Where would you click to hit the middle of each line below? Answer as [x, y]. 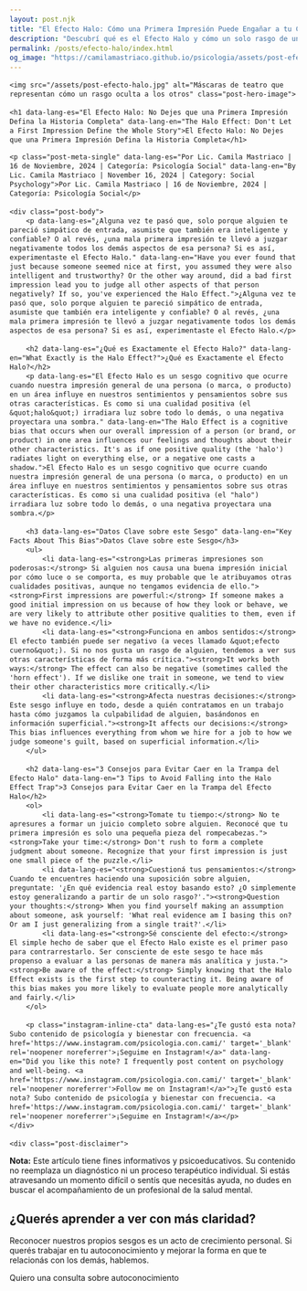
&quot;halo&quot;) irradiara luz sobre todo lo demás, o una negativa [147, 413]
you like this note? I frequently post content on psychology [163, 1062]
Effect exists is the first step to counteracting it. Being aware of [147, 979]
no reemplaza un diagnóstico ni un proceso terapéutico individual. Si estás [150, 1170]
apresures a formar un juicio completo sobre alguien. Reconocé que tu [148, 824]
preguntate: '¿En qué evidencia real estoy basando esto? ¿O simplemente [153, 888]
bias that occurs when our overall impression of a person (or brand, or [153, 431]
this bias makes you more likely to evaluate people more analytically [148, 989]
